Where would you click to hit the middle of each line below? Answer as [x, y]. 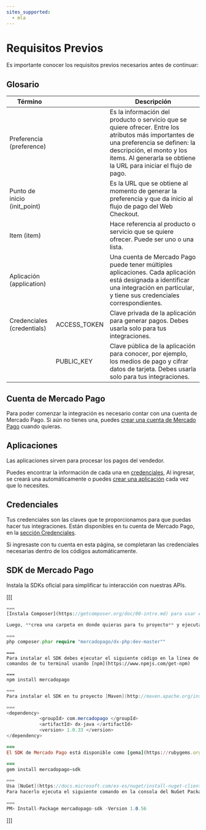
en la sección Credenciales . [41, 532]
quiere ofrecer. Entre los [144, 128]
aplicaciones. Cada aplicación [153, 273]
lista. [116, 247]
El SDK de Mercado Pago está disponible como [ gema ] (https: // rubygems [98, 753]
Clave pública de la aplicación [153, 346]
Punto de [22, 191]
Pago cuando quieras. [34, 427]
